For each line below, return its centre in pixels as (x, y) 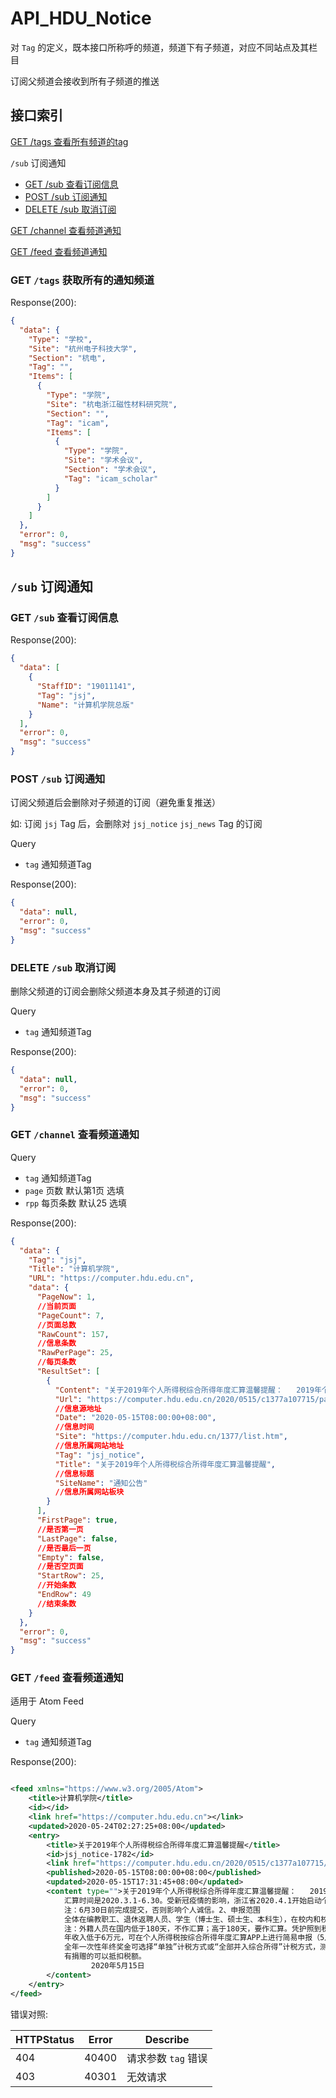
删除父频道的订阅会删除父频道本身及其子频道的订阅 (115, 991)
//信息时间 (74, 1427)
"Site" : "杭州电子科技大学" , (83, 348)
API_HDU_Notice (81, 18)
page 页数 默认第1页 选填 (74, 1190)
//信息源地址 (78, 1408)
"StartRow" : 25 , (70, 1576)
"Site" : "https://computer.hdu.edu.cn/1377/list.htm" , (171, 1437)
